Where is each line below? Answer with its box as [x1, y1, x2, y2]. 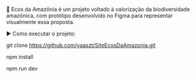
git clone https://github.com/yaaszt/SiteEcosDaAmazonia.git [6, 42, 156, 49]
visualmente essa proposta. [6, 19, 75, 25]
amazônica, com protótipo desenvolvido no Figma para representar [6, 12, 173, 19]
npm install [6, 53, 34, 60]
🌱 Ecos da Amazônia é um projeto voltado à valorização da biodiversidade [6, 6, 191, 13]
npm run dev [6, 65, 38, 72]
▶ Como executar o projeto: [6, 30, 76, 37]
